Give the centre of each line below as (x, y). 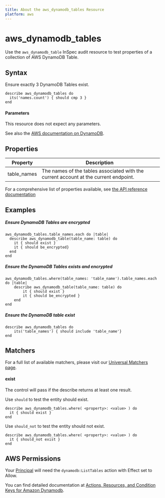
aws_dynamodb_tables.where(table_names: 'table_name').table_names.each (81, 278)
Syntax (16, 72)
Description (100, 163)
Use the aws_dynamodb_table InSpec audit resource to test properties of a (79, 52)
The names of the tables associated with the (93, 171)
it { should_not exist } (35, 439)
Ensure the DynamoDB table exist (40, 315)
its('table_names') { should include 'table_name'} (68, 331)
